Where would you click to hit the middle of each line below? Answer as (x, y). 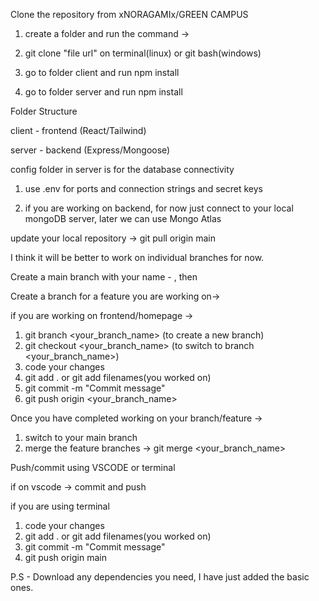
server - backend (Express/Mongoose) (90, 150)
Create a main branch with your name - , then (104, 277)
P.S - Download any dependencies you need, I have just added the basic (160, 577)
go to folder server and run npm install (103, 92)
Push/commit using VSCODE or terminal (93, 467)
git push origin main (65, 557)
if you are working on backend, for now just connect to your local (159, 208)
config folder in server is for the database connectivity (122, 169)
